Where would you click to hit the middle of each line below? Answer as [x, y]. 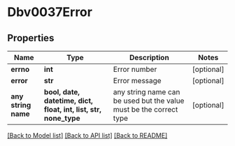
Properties [31, 38]
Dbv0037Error [50, 12]
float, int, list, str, [73, 109]
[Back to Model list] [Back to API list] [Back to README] [87, 136]
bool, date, [62, 92]
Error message [137, 81]
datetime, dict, [69, 101]
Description [149, 58]
